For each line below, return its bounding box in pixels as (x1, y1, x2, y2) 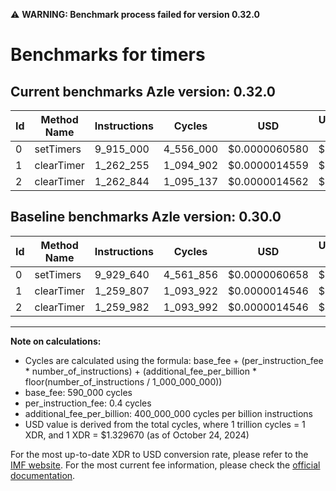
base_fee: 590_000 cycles (24, 386, 133, 398)
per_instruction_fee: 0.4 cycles (24, 397, 152, 409)
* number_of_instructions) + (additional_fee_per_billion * (24, 365, 257, 377)
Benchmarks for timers (10, 44, 206, 66)
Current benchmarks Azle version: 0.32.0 (10, 83, 276, 100)
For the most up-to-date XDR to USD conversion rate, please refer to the (10, 448, 309, 460)
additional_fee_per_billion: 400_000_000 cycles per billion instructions (24, 407, 313, 419)
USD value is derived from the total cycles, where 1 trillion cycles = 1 (24, 418, 306, 430)
